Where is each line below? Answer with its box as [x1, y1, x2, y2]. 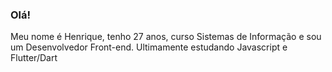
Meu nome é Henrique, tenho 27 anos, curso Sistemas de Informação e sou [10, 31, 322, 43]
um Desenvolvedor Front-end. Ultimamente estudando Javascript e [10, 41, 288, 53]
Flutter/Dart [10, 52, 58, 64]
